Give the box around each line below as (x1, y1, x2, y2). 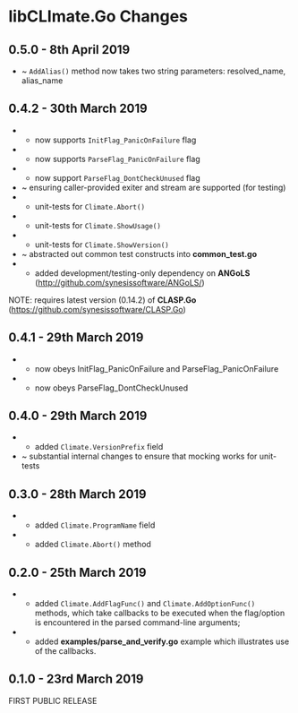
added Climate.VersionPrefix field (34, 442, 164, 452)
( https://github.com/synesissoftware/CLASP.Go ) (8, 304, 187, 314)
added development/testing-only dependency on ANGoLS (34, 267, 251, 279)
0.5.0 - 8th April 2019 (8, 42, 131, 57)
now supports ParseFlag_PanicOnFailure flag (34, 153, 200, 164)
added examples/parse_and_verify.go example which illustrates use (34, 636, 290, 647)
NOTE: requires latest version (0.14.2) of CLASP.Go (8, 294, 197, 305)
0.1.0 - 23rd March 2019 (8, 672, 144, 687)
